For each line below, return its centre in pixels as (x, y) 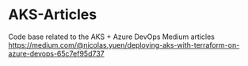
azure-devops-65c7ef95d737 (56, 53)
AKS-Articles (53, 15)
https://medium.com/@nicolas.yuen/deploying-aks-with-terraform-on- (124, 45)
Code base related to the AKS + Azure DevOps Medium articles (112, 37)
